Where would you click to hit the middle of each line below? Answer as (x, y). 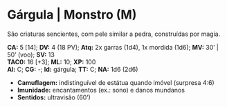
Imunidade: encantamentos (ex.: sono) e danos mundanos (101, 90)
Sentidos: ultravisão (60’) (54, 97)
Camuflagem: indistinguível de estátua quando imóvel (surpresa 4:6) (116, 82)
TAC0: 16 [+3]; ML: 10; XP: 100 (52, 61)
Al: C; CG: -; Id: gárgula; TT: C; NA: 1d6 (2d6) (73, 69)
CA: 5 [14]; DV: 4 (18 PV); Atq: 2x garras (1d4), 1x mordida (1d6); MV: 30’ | (113, 47)
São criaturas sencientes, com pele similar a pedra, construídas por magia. (114, 34)
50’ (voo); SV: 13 (31, 55)
